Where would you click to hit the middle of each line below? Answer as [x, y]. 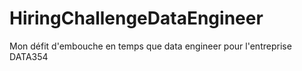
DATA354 [29, 56]
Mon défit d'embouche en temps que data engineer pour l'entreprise [150, 46]
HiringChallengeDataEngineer [136, 18]
